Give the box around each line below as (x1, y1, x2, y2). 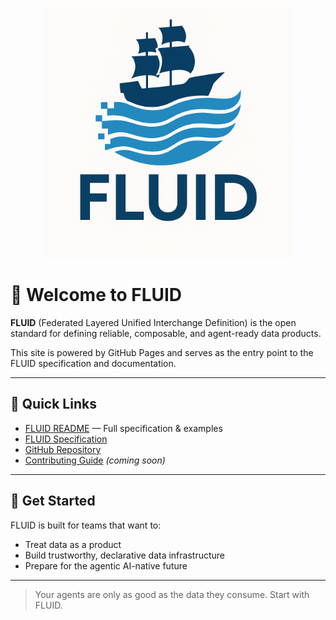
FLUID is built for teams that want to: (10, 519, 162, 531)
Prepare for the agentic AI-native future (24, 559, 188, 572)
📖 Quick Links (10, 396, 97, 413)
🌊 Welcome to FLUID (10, 284, 183, 307)
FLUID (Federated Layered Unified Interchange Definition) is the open (10, 316, 297, 328)
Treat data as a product (24, 538, 122, 550)
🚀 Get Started (10, 493, 96, 510)
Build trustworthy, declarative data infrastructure (24, 549, 226, 561)
